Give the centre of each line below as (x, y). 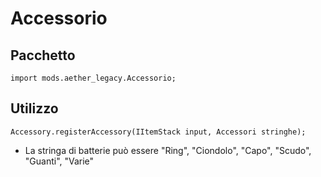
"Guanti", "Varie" (59, 161)
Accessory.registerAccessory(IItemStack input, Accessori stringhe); (158, 132)
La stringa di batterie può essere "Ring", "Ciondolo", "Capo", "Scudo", (168, 150)
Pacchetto (43, 55)
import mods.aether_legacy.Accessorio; (93, 78)
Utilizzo (34, 108)
